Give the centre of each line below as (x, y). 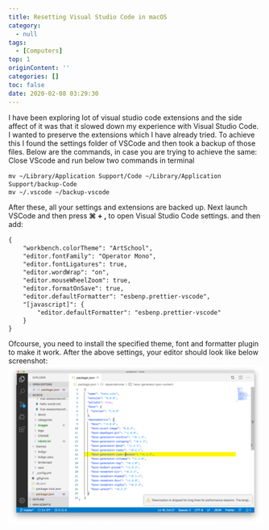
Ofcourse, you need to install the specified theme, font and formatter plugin (134, 343)
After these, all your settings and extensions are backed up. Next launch (128, 207)
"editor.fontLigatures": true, (75, 264)
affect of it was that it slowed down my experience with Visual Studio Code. (134, 126)
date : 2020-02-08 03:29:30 (54, 93)
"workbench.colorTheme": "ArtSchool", (88, 248)
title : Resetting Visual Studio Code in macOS (88, 17)
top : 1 (19, 60)
